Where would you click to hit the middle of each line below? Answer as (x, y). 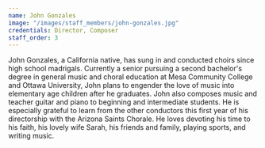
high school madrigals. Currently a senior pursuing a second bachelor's (125, 69)
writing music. (31, 136)
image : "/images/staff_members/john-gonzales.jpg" (94, 23)
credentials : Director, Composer (63, 30)
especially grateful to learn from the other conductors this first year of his (128, 111)
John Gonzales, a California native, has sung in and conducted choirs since (131, 60)
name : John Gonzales (42, 15)
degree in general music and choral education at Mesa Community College (131, 77)
